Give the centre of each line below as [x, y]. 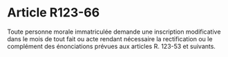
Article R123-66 [54, 13]
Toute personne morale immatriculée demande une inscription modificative [114, 32]
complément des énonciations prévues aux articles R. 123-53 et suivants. [112, 46]
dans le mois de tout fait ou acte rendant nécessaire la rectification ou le [110, 38]
